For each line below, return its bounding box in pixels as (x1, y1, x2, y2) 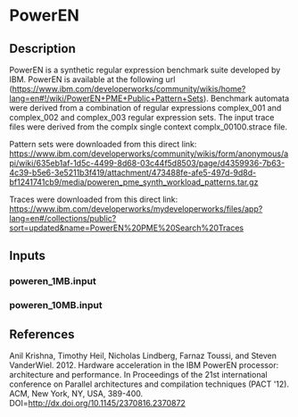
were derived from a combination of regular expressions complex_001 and (9, 103, 282, 113)
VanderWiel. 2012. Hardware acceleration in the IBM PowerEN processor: (9, 360, 279, 371)
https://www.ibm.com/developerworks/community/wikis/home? (12, 84, 246, 94)
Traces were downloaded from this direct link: (9, 194, 178, 204)
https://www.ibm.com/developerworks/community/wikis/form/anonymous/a (9, 148, 289, 159)
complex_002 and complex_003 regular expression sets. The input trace (9, 113, 275, 122)
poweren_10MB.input (9, 299, 103, 312)
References (9, 327, 75, 342)
